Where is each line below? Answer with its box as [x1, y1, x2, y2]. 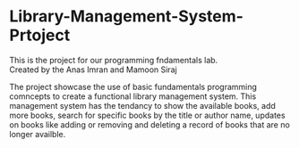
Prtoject [9, 25, 71, 45]
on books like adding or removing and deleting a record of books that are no [9, 119, 291, 130]
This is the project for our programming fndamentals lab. [9, 54, 218, 65]
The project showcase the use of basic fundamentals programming [9, 81, 258, 92]
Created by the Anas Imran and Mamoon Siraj [9, 64, 177, 75]
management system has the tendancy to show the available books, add [9, 100, 276, 111]
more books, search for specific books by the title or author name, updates [9, 110, 286, 120]
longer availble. [9, 128, 66, 139]
